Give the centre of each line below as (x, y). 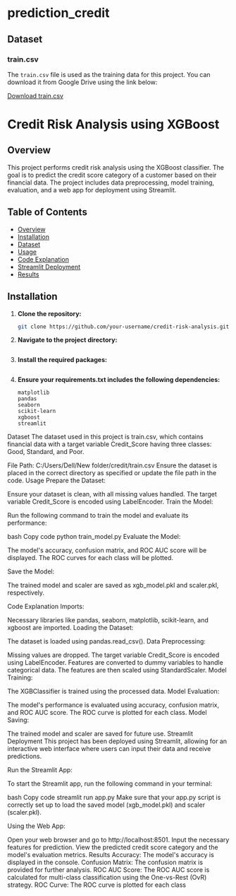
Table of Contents (48, 213)
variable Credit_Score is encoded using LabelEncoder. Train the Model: (110, 502)
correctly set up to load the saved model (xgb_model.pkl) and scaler (106, 805)
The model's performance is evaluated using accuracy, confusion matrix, (113, 705)
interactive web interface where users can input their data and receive (109, 749)
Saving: (18, 720)
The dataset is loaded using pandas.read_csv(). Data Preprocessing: (107, 641)
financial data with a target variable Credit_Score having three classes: (110, 444)
